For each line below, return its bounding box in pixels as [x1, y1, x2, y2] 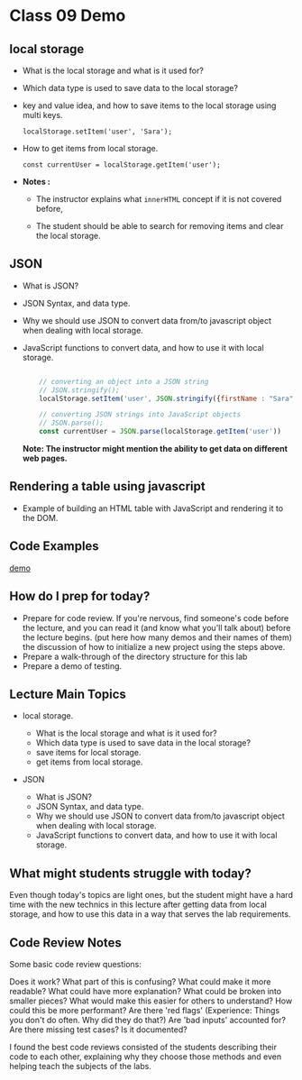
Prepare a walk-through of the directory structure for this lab [22, 651, 248, 662]
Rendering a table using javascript [9, 479, 206, 494]
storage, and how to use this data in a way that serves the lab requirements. [9, 909, 291, 920]
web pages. [22, 453, 68, 464]
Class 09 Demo [9, 5, 126, 26]
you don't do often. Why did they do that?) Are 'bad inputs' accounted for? [9, 1014, 287, 1025]
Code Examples [9, 538, 99, 554]
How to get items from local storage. [22, 143, 159, 153]
